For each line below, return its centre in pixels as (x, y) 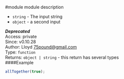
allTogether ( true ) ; (25, 72)
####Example (19, 63)
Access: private (21, 37)
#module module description (34, 7)
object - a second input (36, 22)
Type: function (21, 52)
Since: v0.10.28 (21, 42)
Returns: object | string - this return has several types (62, 57)
